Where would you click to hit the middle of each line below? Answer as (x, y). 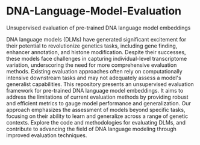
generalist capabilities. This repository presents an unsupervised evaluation (100, 84)
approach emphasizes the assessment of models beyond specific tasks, (96, 110)
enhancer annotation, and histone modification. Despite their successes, (96, 52)
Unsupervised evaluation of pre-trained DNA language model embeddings (98, 28)
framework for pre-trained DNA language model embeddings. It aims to (95, 90)
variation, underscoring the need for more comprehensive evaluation (92, 65)
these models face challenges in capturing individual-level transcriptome (97, 58)
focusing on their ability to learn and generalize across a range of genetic (97, 116)
